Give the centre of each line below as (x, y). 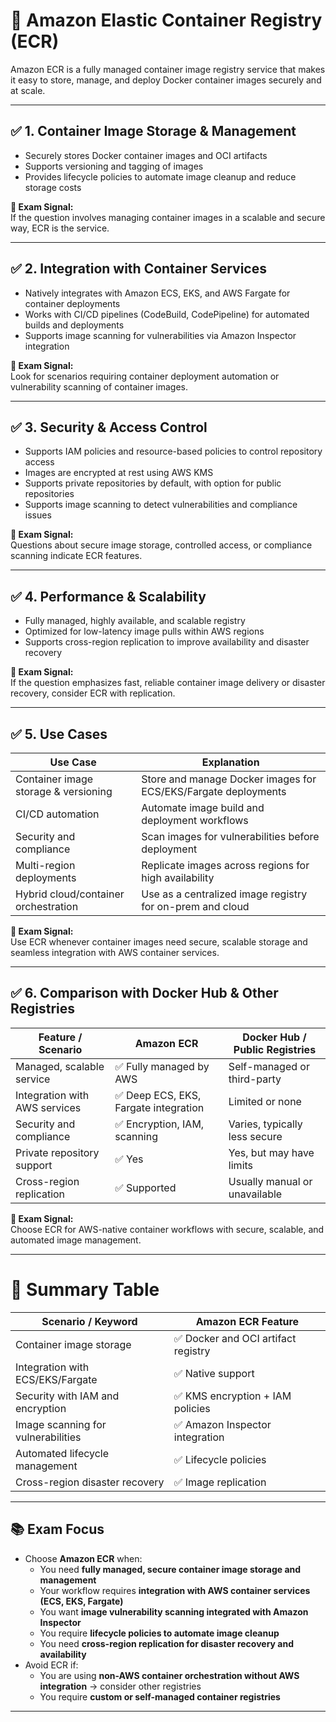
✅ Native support (214, 1373)
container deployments (72, 303)
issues (38, 515)
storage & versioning (64, 791)
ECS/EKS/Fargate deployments (214, 791)
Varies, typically (265, 1124)
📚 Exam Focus (57, 1529)
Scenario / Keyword (89, 1321)
